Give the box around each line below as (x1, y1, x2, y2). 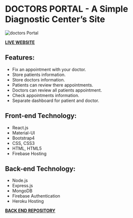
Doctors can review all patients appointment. (12, 87, 102, 93)
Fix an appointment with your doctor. (12, 66, 86, 72)
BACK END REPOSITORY (5, 208, 56, 214)
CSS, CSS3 (12, 140, 35, 146)
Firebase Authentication (12, 193, 60, 199)
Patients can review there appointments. (12, 82, 94, 88)
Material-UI (12, 130, 35, 136)
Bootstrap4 (12, 135, 35, 141)
